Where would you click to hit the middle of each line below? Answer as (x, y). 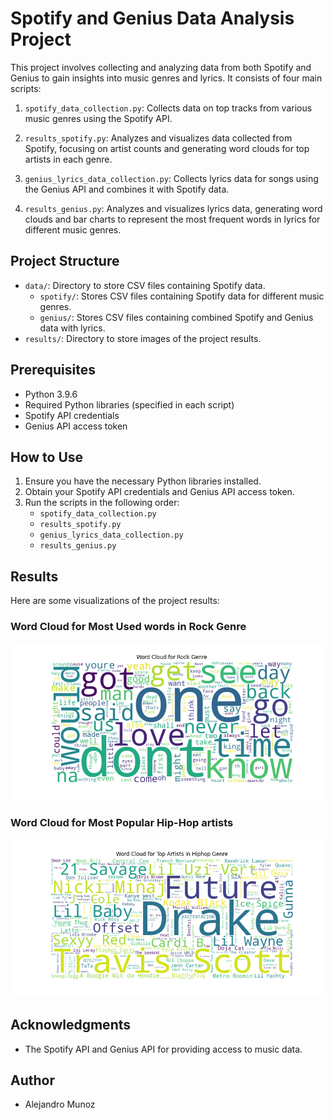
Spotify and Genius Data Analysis (152, 18)
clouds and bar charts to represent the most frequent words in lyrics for (172, 219)
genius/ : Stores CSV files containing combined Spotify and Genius (176, 317)
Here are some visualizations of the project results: (115, 601)
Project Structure (65, 261)
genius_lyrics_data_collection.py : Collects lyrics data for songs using (171, 178)
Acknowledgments (71, 1025)
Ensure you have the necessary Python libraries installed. (143, 481)
